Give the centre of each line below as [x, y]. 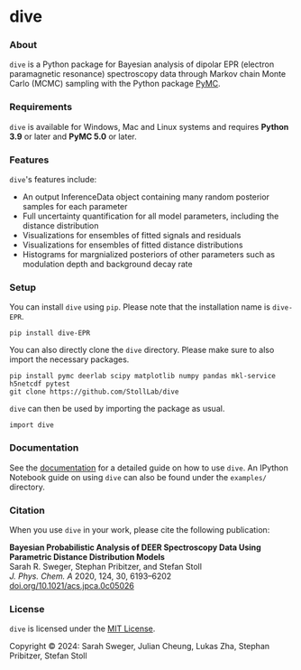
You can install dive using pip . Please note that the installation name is [140, 307]
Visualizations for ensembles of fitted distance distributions [132, 245]
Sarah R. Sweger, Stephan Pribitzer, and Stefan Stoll [106, 566]
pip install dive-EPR [50, 333]
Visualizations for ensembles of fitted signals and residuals [132, 236]
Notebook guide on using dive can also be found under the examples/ [138, 477]
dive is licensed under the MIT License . [82, 628]
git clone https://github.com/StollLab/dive [94, 392]
